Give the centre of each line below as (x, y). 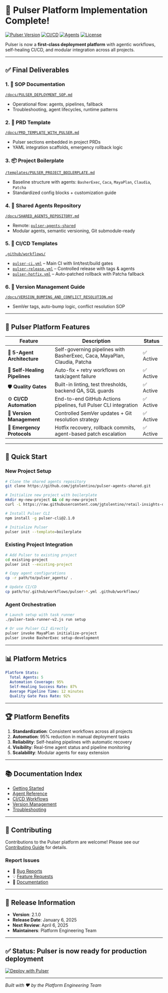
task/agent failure (75, 376)
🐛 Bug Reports (27, 871)
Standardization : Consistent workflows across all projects (72, 731)
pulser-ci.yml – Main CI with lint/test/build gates (63, 263)
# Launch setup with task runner (40, 615)
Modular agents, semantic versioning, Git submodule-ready (74, 231)
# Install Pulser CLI (28, 513)
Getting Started (28, 788)
